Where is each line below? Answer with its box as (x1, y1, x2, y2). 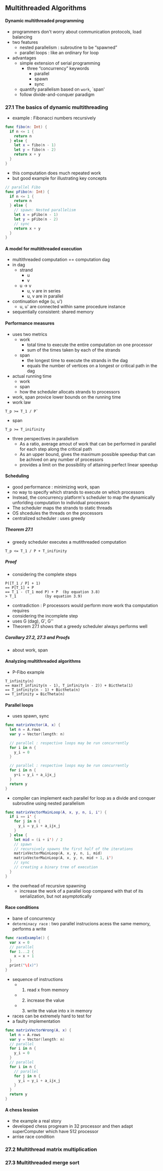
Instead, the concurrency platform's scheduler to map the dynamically (12, 494, 155, 500)
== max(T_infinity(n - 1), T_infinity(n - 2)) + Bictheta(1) (5, 683, 133, 688)
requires (12, 608, 30, 614)
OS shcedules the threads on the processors (12, 510, 103, 516)
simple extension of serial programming (19, 60, 100, 66)
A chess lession (5, 1107, 38, 1113)
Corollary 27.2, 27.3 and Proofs (5, 635, 70, 641)
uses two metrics (12, 331, 48, 337)
